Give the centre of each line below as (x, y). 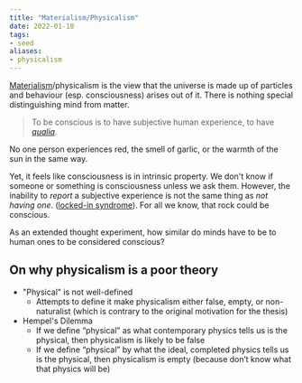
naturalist (53, 311)
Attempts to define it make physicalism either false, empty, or (150, 301)
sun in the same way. (49, 159)
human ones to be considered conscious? (87, 242)
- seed (22, 43)
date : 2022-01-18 (42, 26)
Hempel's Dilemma (57, 321)
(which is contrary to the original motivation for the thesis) (180, 311)
